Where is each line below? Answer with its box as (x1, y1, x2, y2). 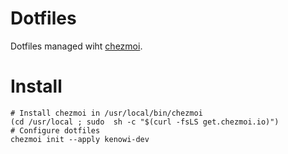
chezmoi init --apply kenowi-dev (10, 134, 150, 144)
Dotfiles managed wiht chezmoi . (10, 40, 143, 52)
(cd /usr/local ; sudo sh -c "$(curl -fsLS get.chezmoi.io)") (10, 117, 280, 127)
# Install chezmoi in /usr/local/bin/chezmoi (10, 108, 203, 118)
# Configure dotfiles (10, 125, 101, 136)
